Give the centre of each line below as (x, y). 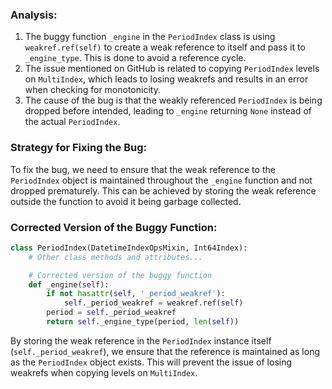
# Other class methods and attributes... (115, 257)
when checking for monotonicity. (92, 90)
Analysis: (34, 15)
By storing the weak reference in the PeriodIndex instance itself (141, 340)
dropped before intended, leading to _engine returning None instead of (168, 111)
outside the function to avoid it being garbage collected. (126, 201)
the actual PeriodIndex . (72, 122)
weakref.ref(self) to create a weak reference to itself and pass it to (165, 47)
